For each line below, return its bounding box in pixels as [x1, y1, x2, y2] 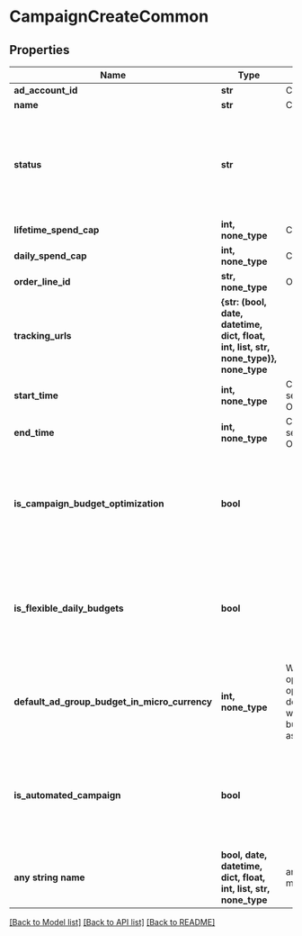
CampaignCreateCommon [9, 6, 209, 27]
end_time [13, 426, 55, 439]
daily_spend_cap [13, 250, 87, 262]
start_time [13, 389, 58, 402]
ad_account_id [13, 84, 78, 96]
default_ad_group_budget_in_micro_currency [13, 695, 213, 708]
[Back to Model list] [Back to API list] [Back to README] [9, 917, 216, 927]
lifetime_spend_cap [13, 223, 100, 236]
